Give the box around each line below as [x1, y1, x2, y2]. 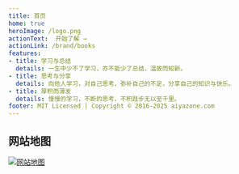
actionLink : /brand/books [8, 42, 95, 50]
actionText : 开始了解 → [8, 34, 87, 43]
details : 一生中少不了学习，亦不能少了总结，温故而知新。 [15, 65, 187, 73]
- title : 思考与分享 [8, 72, 71, 80]
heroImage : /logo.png [8, 27, 82, 35]
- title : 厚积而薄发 [8, 87, 71, 95]
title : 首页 [8, 11, 46, 20]
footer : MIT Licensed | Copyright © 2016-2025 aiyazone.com [8, 102, 216, 110]
